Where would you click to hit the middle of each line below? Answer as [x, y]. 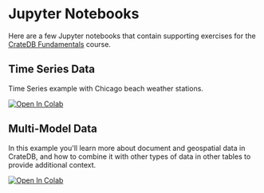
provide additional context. [52, 164]
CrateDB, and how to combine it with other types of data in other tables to [130, 156]
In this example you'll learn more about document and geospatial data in [127, 148]
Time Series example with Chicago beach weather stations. [106, 88]
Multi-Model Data [53, 129]
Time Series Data [52, 69]
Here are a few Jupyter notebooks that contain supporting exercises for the [132, 36]
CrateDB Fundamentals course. [60, 44]
